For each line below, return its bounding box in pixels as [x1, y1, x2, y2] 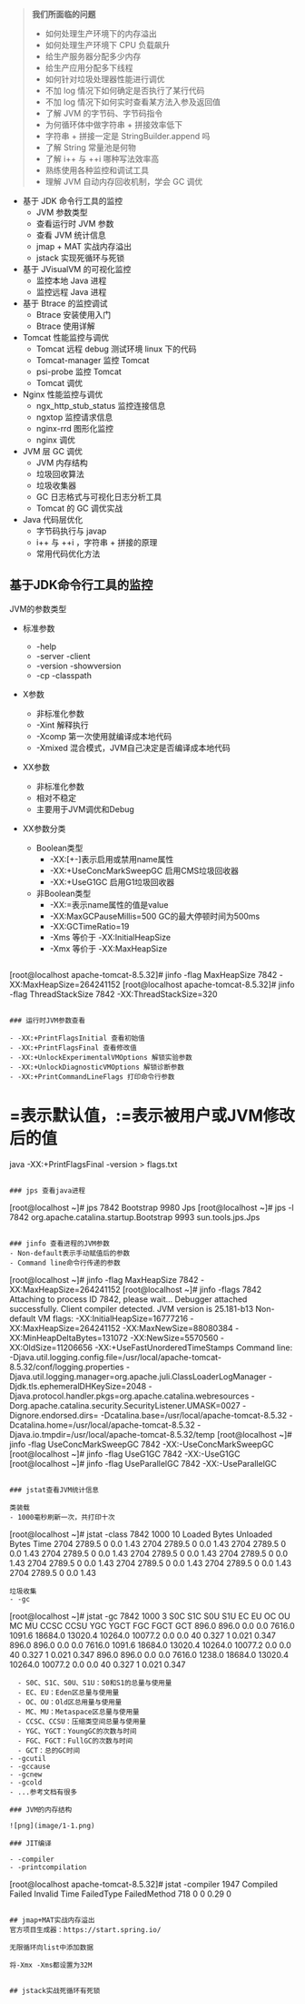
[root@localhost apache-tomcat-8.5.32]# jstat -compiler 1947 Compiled [9, 1878, 279, 1889]
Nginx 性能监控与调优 [22, 389, 103, 400]
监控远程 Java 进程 [35, 287, 107, 297]
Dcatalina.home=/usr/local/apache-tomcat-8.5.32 [9, 1419, 195, 1430]
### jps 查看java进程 [9, 1185, 86, 1195]
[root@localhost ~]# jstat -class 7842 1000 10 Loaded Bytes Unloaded [9, 1529, 273, 1540]
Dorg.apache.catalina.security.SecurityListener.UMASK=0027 [9, 1399, 241, 1410]
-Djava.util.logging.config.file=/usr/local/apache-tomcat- [9, 1351, 222, 1362]
